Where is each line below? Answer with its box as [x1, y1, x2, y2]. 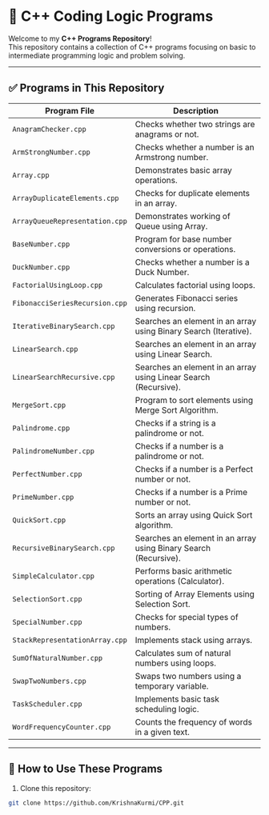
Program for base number [134, 234, 232, 245]
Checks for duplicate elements [134, 187, 251, 198]
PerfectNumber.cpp [12, 469, 82, 478]
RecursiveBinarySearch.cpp [12, 543, 115, 553]
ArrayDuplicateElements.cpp [12, 194, 119, 202]
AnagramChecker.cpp [12, 124, 86, 134]
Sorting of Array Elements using [134, 588, 255, 599]
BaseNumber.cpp [12, 239, 70, 249]
